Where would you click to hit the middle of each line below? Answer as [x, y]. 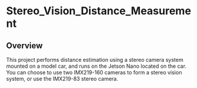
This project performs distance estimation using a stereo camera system [95, 60]
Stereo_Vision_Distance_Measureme [99, 11]
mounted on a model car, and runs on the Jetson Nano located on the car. [96, 66]
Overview [25, 45]
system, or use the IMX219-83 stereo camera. [62, 79]
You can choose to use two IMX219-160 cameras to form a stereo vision [94, 72]
